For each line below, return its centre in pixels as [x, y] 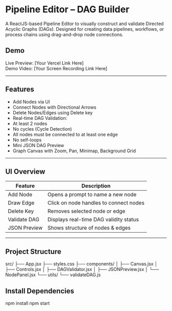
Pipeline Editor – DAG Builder [67, 9]
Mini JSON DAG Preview [38, 145]
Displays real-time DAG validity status [93, 220]
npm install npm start [28, 303]
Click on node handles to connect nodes [96, 203]
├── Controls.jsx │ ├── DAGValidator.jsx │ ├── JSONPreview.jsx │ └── [82, 269]
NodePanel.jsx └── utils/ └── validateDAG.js [53, 275]
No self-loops [27, 140]
